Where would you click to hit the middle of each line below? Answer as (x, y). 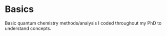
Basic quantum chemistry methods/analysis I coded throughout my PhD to (83, 23)
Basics (19, 9)
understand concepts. (28, 28)
